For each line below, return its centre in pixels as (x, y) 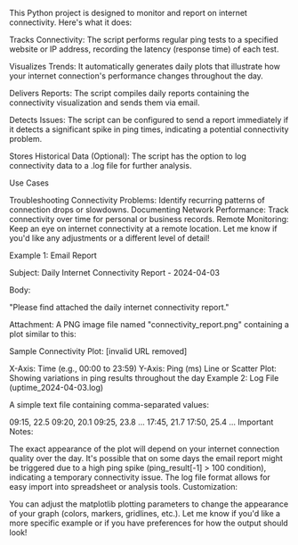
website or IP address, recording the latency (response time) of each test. (144, 49)
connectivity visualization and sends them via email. (105, 103)
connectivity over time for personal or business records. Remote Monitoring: (149, 219)
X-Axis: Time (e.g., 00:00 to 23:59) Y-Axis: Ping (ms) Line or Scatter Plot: (143, 368)
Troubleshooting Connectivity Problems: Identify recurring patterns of (137, 200)
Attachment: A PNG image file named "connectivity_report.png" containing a (149, 324)
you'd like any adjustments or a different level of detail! (110, 238)
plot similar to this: (43, 334)
